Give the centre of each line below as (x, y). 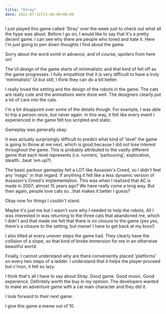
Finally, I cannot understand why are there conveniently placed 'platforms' (81, 256)
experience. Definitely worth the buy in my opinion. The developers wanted (82, 281)
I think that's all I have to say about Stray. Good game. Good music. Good (80, 276)
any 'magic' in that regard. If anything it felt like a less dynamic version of (80, 175)
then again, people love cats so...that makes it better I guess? (68, 191)
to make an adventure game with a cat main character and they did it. (76, 287)
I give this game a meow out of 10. (40, 306)
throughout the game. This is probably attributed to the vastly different (77, 150)
